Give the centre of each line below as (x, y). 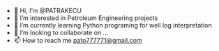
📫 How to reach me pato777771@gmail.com (78, 40)
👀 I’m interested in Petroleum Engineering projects (86, 18)
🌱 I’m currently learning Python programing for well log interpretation (113, 25)
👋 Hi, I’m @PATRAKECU (48, 11)
